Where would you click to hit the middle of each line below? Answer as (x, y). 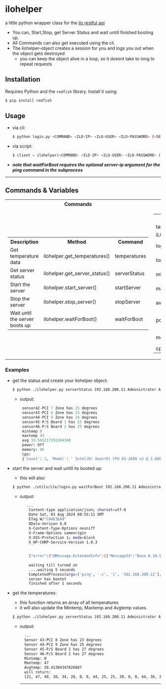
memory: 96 (33, 450)
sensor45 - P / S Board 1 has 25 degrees (61, 422)
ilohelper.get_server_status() (77, 273)
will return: (37, 672)
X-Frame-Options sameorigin (58, 533)
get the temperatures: (34, 593)
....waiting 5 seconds (52, 570)
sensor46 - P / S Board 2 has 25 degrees (61, 426)
